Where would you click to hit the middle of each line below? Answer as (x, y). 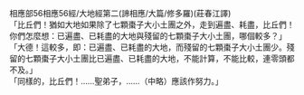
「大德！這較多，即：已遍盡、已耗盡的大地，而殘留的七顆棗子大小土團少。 (148, 47)
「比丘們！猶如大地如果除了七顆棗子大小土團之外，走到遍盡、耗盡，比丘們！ (152, 24)
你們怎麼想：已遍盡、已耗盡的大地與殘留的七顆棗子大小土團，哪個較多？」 (148, 36)
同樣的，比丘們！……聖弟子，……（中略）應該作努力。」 (120, 81)
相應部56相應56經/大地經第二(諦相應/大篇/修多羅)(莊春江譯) (120, 13)
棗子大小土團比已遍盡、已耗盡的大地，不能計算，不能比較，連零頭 (163, 58)
